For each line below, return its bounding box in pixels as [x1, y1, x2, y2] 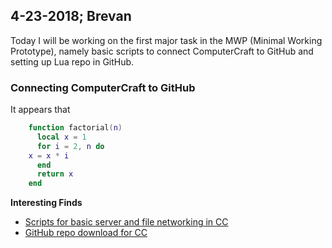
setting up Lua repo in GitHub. [10, 55, 135, 68]
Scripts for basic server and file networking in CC [24, 216, 229, 228]
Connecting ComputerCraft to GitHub [10, 80, 196, 94]
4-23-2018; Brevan [10, 8, 132, 25]
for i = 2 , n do [36, 141, 105, 151]
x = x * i [28, 150, 70, 161]
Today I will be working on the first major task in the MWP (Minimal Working [10, 34, 323, 46]
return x [36, 169, 74, 179]
